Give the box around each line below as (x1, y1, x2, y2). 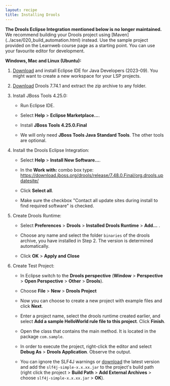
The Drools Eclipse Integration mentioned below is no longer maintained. (5, 26, 162, 32)
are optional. (20, 137, 47, 143)
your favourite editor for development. (5, 48, 85, 54)
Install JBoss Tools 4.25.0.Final (20, 122, 87, 128)
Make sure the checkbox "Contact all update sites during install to (20, 197, 158, 203)
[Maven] (111, 31, 129, 38)
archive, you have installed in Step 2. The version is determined (20, 237, 153, 244)
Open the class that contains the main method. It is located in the (20, 328, 156, 334)
